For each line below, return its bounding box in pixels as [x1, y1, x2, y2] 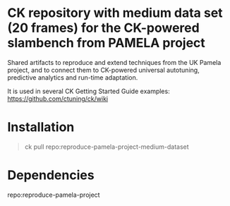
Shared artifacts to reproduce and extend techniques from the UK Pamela [7, 58, 222, 66]
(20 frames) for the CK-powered [7, 20, 200, 36]
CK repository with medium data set [7, 5, 224, 21]
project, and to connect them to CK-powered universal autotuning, [7, 66, 200, 74]
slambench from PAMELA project [7, 35, 206, 51]
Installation [7, 119, 75, 135]
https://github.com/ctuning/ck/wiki [7, 94, 109, 103]
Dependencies [7, 167, 95, 183]
